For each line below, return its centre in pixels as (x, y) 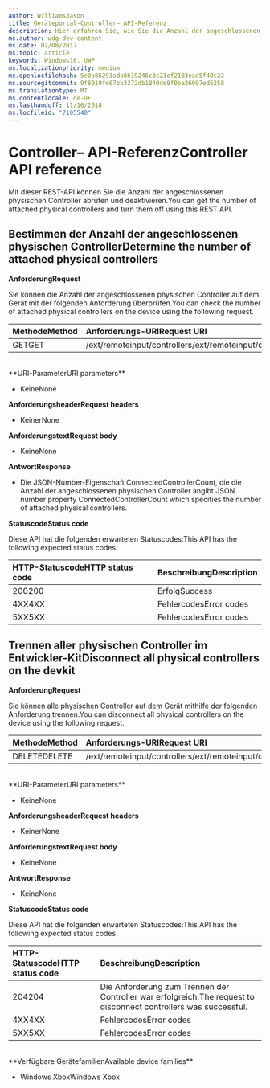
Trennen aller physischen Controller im (108, 646)
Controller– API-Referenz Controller (128, 153)
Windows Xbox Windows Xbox (70, 1077)
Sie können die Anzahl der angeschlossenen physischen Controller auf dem (134, 294)
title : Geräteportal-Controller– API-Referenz (88, 23)
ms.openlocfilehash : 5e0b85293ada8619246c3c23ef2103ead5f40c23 (117, 76)
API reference (55, 170)
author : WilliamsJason (46, 16)
